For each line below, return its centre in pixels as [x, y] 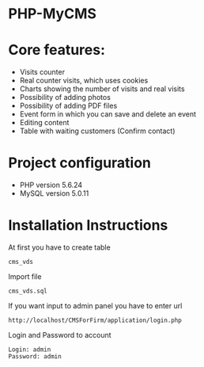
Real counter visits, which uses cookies [84, 81]
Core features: [57, 50]
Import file [25, 277]
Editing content [44, 123]
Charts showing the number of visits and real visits [102, 89]
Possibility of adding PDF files [68, 106]
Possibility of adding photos [65, 97]
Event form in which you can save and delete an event [108, 114]
